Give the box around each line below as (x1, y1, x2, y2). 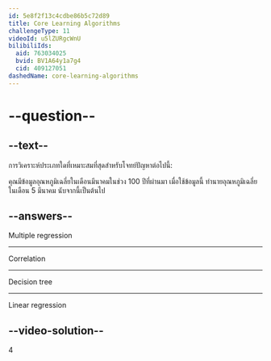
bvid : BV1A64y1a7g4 (15, 57, 81, 65)
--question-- (8, 107, 96, 125)
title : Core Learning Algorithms (8, 19, 121, 27)
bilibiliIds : (8, 42, 52, 50)
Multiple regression (8, 231, 73, 241)
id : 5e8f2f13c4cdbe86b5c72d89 (8, 11, 110, 20)
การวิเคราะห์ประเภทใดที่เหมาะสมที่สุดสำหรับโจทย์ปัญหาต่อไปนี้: (8, 160, 173, 170)
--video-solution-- (8, 324, 104, 338)
